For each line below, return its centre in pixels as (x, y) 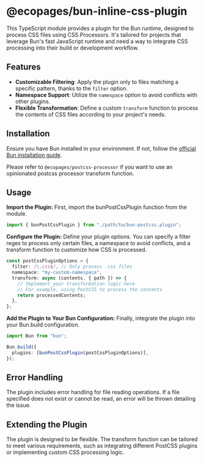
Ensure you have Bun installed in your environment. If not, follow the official (101, 148)
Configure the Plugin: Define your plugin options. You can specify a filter (99, 237)
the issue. (19, 405)
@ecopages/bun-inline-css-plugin (97, 11)
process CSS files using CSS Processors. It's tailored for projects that (94, 34)
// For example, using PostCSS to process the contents (90, 289)
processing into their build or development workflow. (73, 48)
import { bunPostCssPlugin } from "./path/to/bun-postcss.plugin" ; (94, 225)
